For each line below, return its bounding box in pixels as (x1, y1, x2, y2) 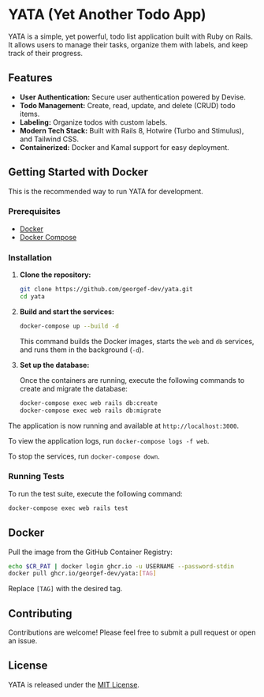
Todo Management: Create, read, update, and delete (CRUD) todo (19, 100, 236, 110)
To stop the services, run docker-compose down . (8, 452, 160, 461)
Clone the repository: (19, 270, 91, 279)
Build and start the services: (19, 306, 114, 317)
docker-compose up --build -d (19, 322, 120, 330)
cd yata (19, 293, 45, 301)
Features (8, 71, 53, 84)
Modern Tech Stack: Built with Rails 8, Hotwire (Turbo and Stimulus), (19, 126, 244, 135)
